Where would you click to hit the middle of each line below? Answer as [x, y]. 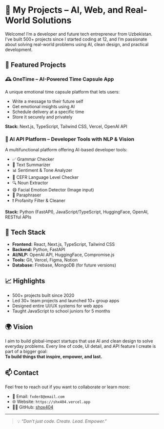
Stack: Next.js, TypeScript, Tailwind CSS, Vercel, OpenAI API [66, 126]
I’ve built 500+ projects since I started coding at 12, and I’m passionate [76, 39]
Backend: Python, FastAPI [39, 249]
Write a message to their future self [48, 101]
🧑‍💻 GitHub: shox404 [33, 407]
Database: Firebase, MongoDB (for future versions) [64, 265]
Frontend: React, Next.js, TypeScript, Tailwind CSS [63, 244]
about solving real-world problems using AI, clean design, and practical [77, 44]
